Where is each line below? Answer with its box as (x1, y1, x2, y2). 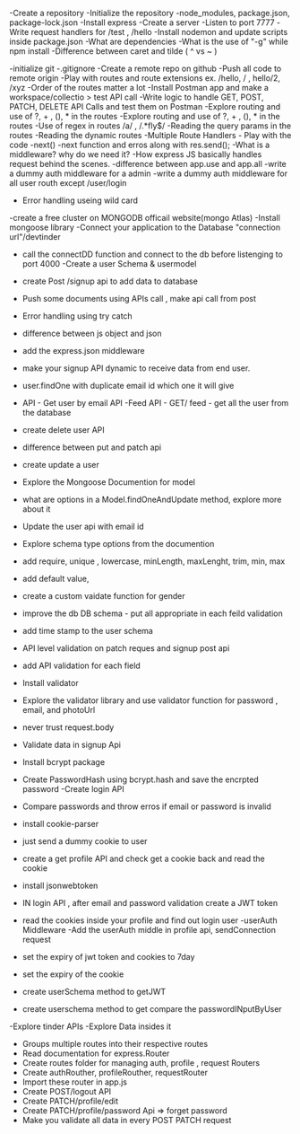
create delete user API (21, 425, 105, 435)
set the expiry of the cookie (21, 969, 124, 980)
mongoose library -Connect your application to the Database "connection (9, 222, 281, 233)
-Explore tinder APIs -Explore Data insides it (9, 1021, 172, 1032)
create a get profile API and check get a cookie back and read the (21, 853, 266, 864)
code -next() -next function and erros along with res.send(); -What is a (9, 139, 270, 150)
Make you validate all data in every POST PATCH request (21, 1115, 232, 1125)
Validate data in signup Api (21, 740, 121, 750)
